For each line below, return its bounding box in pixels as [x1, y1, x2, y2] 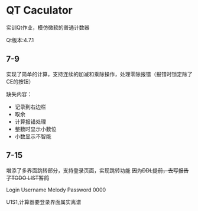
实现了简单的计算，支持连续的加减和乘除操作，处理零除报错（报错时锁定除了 [6, 71, 193, 78]
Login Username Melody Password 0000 [6, 186, 106, 193]
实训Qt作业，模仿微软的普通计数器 [6, 24, 90, 31]
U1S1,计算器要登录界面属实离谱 [6, 198, 82, 205]
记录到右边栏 [14, 103, 46, 110]
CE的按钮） [6, 78, 34, 85]
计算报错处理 [14, 118, 46, 125]
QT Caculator [6, 4, 73, 17]
